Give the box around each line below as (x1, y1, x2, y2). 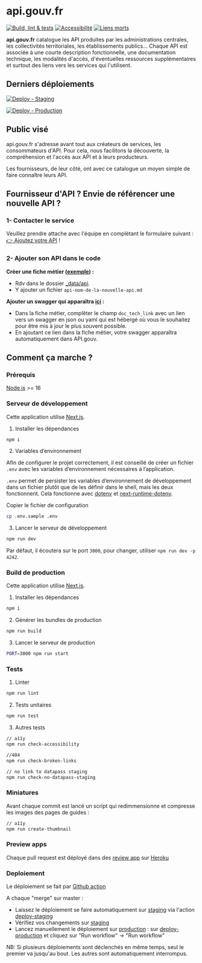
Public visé (6, 124, 49, 135)
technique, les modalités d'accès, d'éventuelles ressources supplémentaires (6, 55, 196, 62)
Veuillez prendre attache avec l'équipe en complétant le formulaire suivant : (6, 230, 194, 237)
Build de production (6, 569, 65, 577)
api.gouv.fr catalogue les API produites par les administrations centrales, (6, 36, 189, 43)
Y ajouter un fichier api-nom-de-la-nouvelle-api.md (14, 286, 143, 293)
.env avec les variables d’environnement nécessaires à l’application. (6, 466, 175, 473)
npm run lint (6, 690, 39, 697)
